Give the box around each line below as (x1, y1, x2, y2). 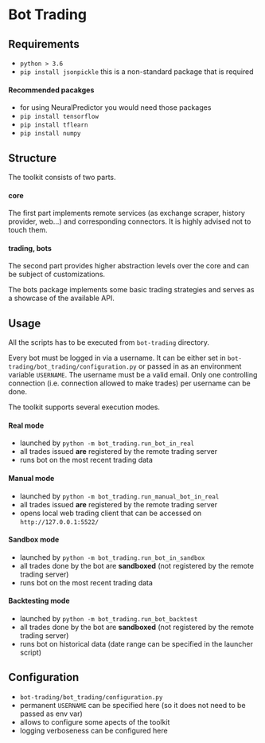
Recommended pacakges (8, 85, 95, 95)
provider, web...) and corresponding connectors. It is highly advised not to (8, 217, 251, 226)
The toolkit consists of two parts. (8, 173, 116, 182)
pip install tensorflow (19, 113, 99, 121)
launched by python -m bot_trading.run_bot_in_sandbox (19, 552, 205, 562)
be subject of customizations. (8, 269, 106, 280)
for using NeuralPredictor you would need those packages (19, 103, 212, 112)
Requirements (8, 37, 80, 51)
